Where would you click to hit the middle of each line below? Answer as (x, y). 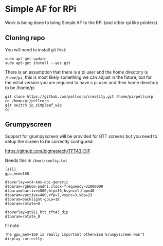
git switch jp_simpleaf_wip (34, 105)
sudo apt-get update (26, 59)
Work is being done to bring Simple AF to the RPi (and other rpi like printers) (81, 22)
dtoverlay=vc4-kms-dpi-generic (37, 182)
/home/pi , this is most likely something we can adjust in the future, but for (79, 77)
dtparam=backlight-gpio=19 (32, 199)
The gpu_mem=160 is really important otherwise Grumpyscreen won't (75, 234)
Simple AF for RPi (41, 9)
